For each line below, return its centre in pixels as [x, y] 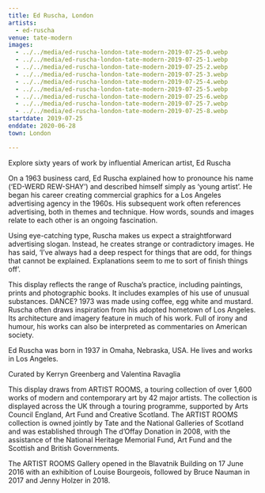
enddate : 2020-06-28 [42, 126]
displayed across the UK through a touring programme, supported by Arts [129, 406]
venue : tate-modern [40, 38]
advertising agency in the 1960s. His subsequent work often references [125, 203]
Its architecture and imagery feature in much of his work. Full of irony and [128, 318]
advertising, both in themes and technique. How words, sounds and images [131, 211]
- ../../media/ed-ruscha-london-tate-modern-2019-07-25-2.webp [121, 67]
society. [21, 335]
